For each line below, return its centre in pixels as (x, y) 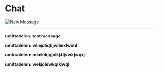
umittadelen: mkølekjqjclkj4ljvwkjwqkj (45, 54)
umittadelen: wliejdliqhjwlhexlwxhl (41, 45)
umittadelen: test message (33, 36)
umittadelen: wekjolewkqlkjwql (37, 64)
